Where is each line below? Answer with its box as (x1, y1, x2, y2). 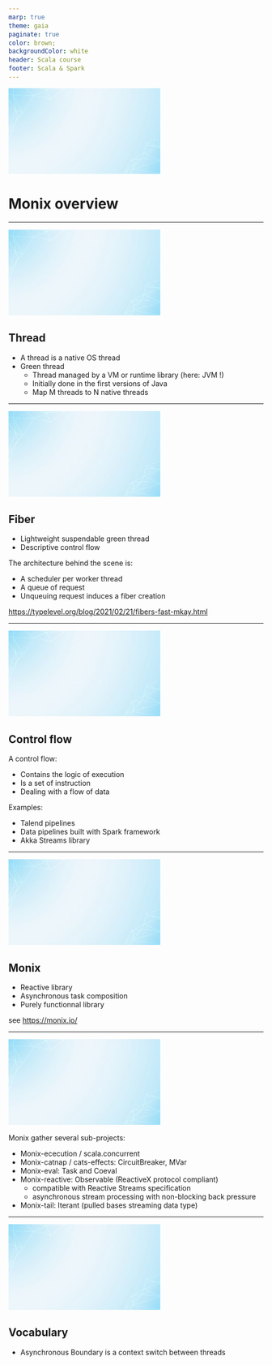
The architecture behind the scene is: (8, 558, 134, 568)
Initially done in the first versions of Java (32, 378, 168, 388)
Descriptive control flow (19, 543, 100, 552)
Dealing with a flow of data (19, 787, 110, 796)
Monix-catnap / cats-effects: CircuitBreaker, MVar (19, 1157, 188, 1167)
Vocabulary (8, 1326, 69, 1340)
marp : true (8, 13, 45, 21)
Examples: (8, 803, 43, 813)
